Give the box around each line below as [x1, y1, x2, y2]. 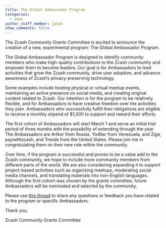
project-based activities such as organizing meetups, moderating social [5, 167, 152, 173]
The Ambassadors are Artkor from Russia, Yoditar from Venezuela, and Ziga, [5, 131, 162, 137]
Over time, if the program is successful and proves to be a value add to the [5, 152, 158, 158]
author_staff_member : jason [5, 21, 63, 26]
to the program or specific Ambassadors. [5, 198, 89, 204]
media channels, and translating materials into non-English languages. [5, 172, 149, 178]
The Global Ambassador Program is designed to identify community [5, 54, 144, 60]
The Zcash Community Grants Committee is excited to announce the [5, 39, 145, 45]
